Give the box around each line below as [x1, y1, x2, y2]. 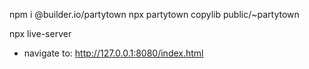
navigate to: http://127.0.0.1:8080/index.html [23, 47, 204, 59]
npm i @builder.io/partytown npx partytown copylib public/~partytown [9, 9, 300, 20]
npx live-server [9, 28, 72, 39]
